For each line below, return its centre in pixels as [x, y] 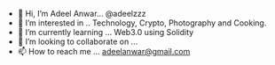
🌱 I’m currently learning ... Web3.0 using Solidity [106, 32]
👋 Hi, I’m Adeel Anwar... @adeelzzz [82, 14]
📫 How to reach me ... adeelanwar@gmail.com [104, 51]
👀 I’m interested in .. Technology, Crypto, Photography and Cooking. [142, 23]
